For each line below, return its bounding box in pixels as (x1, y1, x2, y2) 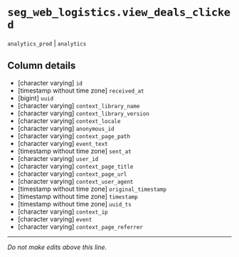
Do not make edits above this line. (7, 243, 107, 251)
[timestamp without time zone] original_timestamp (17, 184, 167, 193)
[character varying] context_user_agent (17, 177, 134, 185)
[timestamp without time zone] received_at (17, 86, 144, 95)
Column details (7, 60, 76, 72)
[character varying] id (17, 78, 83, 87)
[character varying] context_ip (17, 207, 108, 216)
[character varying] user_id (17, 154, 99, 162)
